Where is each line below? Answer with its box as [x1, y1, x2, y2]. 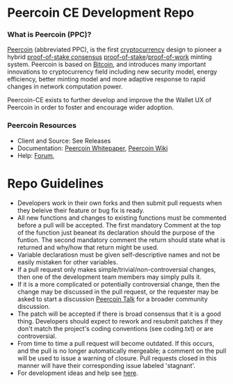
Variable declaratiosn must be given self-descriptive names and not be [17, 250, 220, 259]
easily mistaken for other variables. [17, 257, 118, 266]
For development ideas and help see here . [17, 369, 138, 377]
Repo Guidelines [7, 175, 104, 191]
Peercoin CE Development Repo [7, 5, 195, 21]
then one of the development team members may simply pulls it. [17, 273, 202, 281]
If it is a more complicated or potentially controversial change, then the [17, 280, 220, 288]
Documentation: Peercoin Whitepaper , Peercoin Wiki [17, 144, 168, 152]
